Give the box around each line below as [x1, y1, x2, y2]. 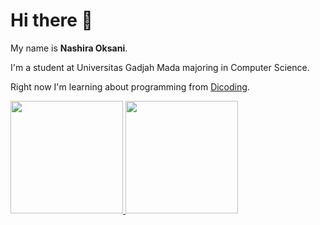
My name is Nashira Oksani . [10, 42, 128, 54]
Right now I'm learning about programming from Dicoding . [10, 80, 250, 93]
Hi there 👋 [10, 9, 93, 32]
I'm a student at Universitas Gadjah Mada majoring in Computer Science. [10, 61, 310, 73]
